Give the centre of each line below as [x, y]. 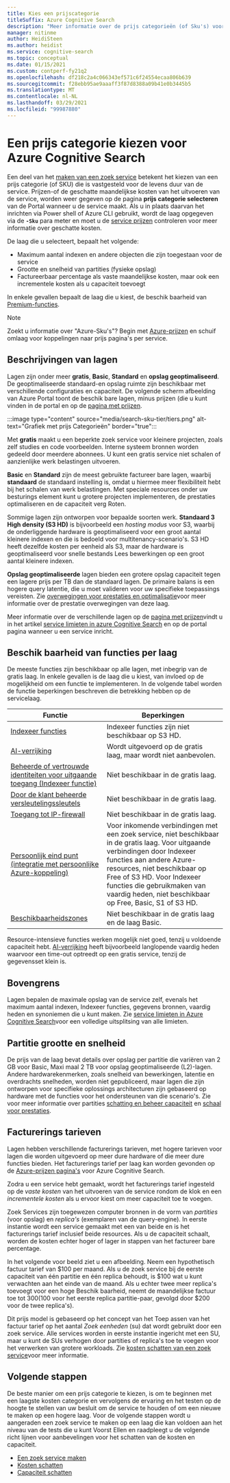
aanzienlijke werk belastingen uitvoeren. [64, 461]
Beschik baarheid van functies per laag [92, 653]
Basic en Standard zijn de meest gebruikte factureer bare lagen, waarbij [109, 474]
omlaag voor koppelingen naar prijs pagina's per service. [87, 338]
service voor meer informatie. [48, 1355]
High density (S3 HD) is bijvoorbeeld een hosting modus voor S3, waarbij [111, 524]
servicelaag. [25, 698]
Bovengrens [34, 983]
